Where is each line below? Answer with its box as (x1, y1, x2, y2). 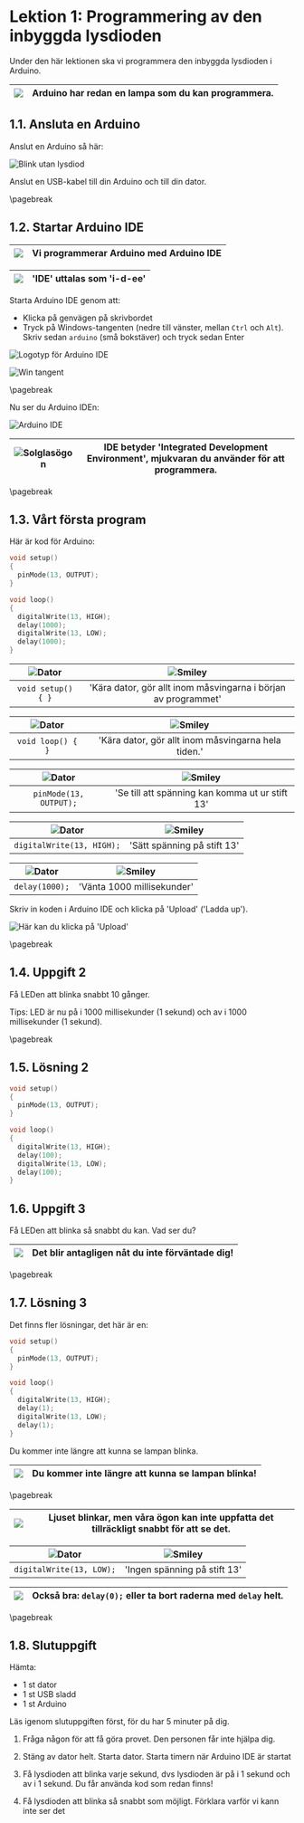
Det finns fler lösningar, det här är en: (9, 1319, 149, 1330)
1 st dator (22, 1679, 57, 1690)
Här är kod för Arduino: (9, 536, 95, 547)
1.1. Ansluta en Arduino (9, 117, 141, 132)
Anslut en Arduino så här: (9, 140, 104, 151)
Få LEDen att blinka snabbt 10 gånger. (9, 988, 151, 999)
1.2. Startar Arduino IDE (9, 220, 145, 235)
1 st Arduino (22, 1699, 67, 1710)
